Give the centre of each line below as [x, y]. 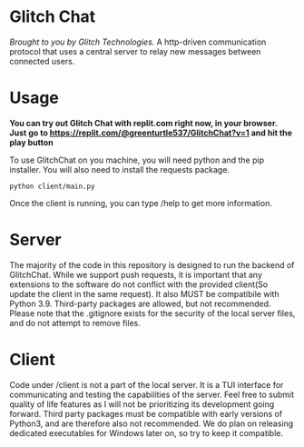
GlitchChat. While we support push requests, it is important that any [136, 274]
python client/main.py [52, 186]
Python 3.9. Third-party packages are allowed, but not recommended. [140, 303]
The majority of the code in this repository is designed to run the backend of [152, 264]
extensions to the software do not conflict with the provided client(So [139, 284]
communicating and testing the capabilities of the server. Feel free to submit [152, 394]
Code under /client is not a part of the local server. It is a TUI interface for [147, 384]
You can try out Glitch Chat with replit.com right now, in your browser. [144, 123]
